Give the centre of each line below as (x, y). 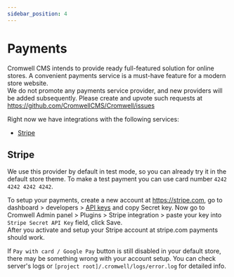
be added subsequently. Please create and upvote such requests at (105, 98)
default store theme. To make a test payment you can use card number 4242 (117, 179)
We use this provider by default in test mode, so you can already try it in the (117, 172)
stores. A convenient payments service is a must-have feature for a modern (117, 75)
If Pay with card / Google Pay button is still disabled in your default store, (114, 251)
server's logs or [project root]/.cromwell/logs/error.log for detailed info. (117, 266)
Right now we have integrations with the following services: (93, 119)
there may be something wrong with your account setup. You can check (112, 259)
